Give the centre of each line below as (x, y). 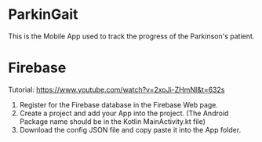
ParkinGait (43, 15)
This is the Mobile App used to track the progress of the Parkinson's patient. (131, 36)
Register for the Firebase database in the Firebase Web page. (118, 104)
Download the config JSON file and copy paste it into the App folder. (130, 129)
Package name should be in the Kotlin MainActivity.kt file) (113, 121)
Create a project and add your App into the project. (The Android (124, 113)
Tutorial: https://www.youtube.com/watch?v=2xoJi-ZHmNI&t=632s (116, 89)
